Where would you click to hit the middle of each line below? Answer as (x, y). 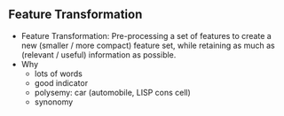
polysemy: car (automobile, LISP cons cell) (113, 92)
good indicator (61, 82)
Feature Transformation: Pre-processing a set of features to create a (146, 35)
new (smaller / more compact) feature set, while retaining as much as (148, 45)
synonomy (54, 102)
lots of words (59, 73)
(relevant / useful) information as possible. (99, 54)
